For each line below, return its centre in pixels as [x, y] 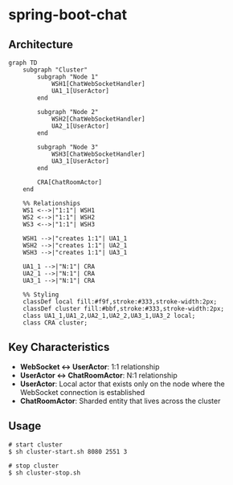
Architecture [41, 45]
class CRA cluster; [55, 323]
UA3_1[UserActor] [80, 161]
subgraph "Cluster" [55, 70]
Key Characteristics [59, 347]
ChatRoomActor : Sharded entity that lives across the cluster [120, 401]
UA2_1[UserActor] [80, 126]
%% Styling [41, 295]
